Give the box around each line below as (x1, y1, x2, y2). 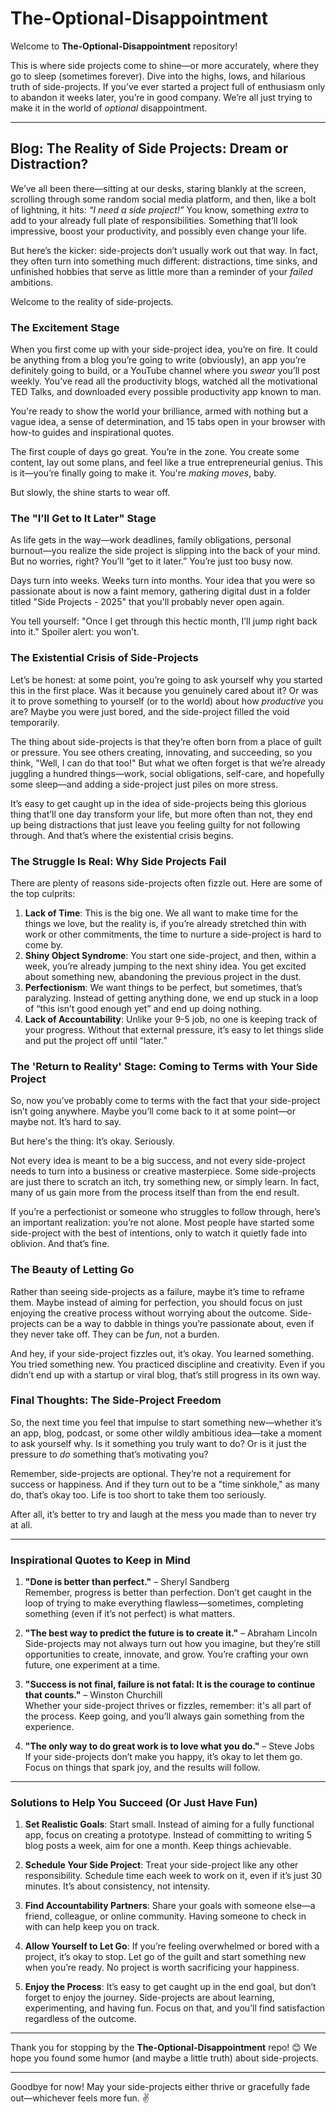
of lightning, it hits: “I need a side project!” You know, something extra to (10, 203, 310, 216)
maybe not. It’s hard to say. (10, 1116, 122, 1128)
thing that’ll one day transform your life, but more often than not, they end (10, 808, 313, 820)
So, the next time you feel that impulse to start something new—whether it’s (10, 1416, 323, 1428)
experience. (24, 1721, 75, 1733)
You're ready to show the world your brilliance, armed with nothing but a (10, 405, 309, 417)
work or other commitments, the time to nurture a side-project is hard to (24, 928, 322, 940)
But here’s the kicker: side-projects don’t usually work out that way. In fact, (10, 244, 318, 256)
